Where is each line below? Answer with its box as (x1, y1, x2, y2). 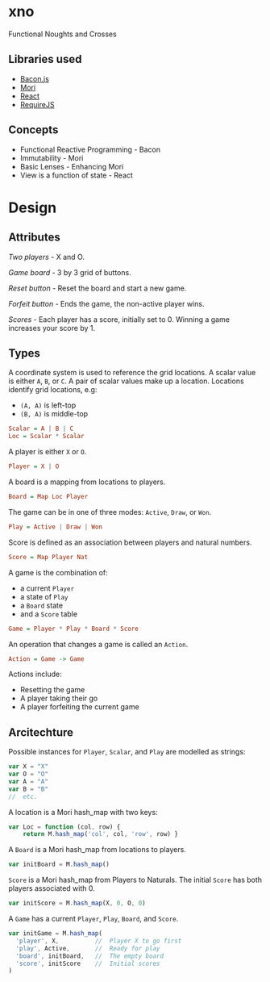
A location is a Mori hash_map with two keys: (8, 807, 159, 817)
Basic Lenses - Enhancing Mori (19, 161, 124, 171)
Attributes (8, 231, 60, 244)
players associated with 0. (8, 884, 95, 893)
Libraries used (8, 52, 82, 66)
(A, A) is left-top (19, 400, 77, 410)
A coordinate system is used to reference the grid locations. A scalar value (8, 368, 256, 378)
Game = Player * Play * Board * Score (8, 625, 139, 633)
